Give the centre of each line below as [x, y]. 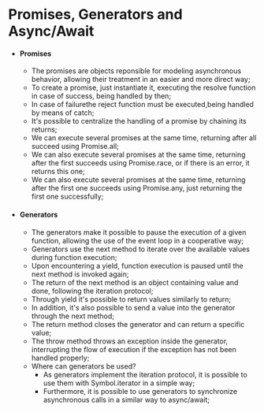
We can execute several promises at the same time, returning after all [144, 138]
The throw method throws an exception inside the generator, [130, 341]
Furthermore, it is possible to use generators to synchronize [140, 391]
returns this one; [58, 172]
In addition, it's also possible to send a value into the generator [133, 307]
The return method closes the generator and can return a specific [138, 324]
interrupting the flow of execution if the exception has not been [134, 349]
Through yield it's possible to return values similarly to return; [131, 299]
